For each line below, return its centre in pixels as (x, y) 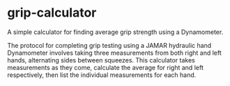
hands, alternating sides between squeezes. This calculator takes (101, 60)
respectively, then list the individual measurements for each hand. (102, 75)
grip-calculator (52, 13)
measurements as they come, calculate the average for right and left (105, 67)
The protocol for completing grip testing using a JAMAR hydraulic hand (109, 45)
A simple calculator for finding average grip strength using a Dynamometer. (115, 32)
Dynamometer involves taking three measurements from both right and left (114, 53)
